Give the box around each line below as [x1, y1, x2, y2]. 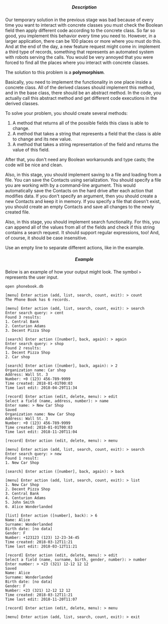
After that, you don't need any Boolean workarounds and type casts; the [5, 156, 154, 162]
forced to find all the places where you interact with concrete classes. [5, 59, 149, 65]
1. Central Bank [5, 319, 39, 324]
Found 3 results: [5, 315, 42, 320]
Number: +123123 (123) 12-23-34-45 [5, 535, 80, 540]
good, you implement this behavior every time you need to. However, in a [5, 33, 156, 39]
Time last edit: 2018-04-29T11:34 [5, 385, 78, 390]
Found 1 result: [5, 456, 39, 461]
